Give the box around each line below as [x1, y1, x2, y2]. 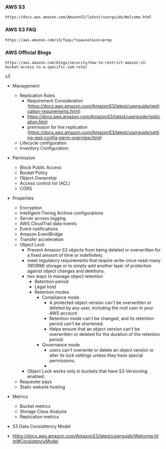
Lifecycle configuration [19, 140, 67, 146]
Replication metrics [19, 413, 59, 420]
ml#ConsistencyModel [12, 438, 58, 444]
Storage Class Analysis [19, 408, 67, 414]
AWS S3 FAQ [5, 26, 36, 33]
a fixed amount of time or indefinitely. [27, 252, 104, 258]
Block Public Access [19, 164, 62, 170]
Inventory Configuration [19, 145, 68, 151]
